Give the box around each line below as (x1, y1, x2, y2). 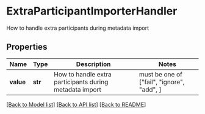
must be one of (139, 70, 183, 78)
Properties (6, 42, 48, 52)
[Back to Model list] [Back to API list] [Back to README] (6, 101, 146, 108)
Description (76, 59, 111, 68)
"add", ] (139, 85, 162, 93)
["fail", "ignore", (139, 78, 185, 86)
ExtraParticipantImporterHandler (6, 4, 178, 18)
